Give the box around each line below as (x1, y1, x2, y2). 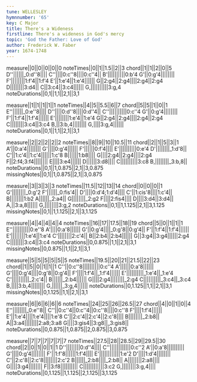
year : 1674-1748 (6, 48, 47, 54)
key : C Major (6, 20, 39, 26)
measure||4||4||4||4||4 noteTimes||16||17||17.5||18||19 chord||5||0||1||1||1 (6, 219, 183, 226)
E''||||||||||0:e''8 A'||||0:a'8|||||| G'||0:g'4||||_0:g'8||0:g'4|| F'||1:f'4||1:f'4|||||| (6, 226, 190, 233)
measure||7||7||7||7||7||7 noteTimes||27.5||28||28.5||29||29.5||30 (6, 337, 166, 344)
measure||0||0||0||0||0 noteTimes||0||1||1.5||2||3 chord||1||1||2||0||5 (6, 64, 172, 71)
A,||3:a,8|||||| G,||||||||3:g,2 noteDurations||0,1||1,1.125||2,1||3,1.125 (6, 201, 165, 208)
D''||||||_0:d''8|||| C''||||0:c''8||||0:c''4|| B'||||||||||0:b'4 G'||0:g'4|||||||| (6, 70, 175, 78)
